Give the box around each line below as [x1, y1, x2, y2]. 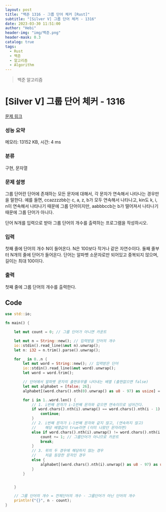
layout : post [5, 7, 32, 12]
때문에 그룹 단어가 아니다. [5, 209, 54, 215]
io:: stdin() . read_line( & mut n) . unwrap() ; [14, 343, 100, 348]
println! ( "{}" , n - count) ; [14, 498, 72, 503]
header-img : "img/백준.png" [5, 30, 61, 35]
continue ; [40, 411, 61, 416]
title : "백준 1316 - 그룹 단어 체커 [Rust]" [5, 12, 90, 17]
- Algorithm [9, 62, 35, 67]
